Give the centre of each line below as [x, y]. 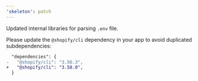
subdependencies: [29, 46]
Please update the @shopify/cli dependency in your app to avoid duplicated [99, 39]
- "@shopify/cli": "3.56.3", [45, 62]
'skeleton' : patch [29, 11]
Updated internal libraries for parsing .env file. [62, 28]
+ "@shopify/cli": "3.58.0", [45, 67]
